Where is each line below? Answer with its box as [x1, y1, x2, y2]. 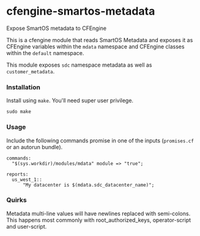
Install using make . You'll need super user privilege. [6, 97, 133, 105]
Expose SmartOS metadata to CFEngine [6, 24, 107, 32]
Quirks [6, 196, 27, 204]
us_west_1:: [12, 176, 43, 183]
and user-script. [6, 223, 47, 230]
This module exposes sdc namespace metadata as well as [6, 61, 152, 68]
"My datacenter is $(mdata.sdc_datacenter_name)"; [22, 182, 155, 188]
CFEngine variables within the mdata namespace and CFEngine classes [6, 43, 185, 50]
